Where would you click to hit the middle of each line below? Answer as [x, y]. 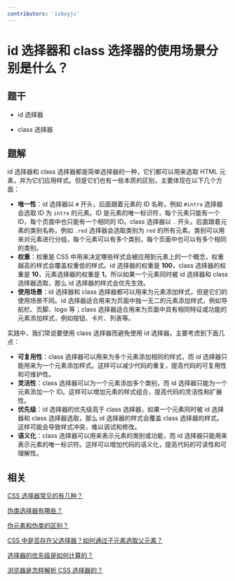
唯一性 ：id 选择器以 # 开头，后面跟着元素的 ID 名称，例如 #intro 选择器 [120, 204]
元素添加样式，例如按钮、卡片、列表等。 [76, 318]
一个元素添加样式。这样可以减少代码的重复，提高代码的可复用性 [134, 366]
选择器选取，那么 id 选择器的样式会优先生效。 [83, 283]
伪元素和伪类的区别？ [38, 526]
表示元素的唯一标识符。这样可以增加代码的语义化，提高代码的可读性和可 [122, 445]
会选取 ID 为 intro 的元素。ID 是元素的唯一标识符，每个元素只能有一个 [119, 213]
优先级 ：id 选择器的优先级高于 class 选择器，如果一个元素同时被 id [114, 409]
